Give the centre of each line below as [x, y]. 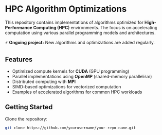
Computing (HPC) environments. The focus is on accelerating [95, 27]
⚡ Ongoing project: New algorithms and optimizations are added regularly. [80, 42]
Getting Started [29, 107]
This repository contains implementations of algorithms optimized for [74, 22]
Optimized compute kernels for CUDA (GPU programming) [71, 71]
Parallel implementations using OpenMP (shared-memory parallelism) [82, 76]
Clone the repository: [26, 119]
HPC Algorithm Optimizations [66, 9]
